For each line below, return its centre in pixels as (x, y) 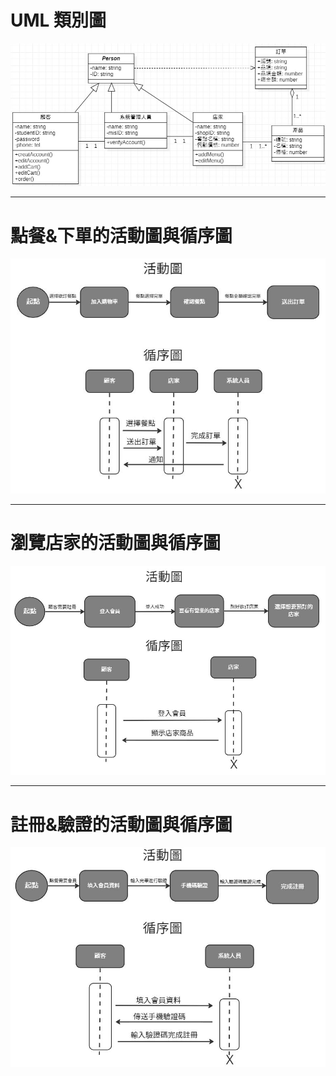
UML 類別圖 (58, 20)
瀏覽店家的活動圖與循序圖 (116, 543)
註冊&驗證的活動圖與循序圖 (121, 824)
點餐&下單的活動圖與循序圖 (121, 235)
